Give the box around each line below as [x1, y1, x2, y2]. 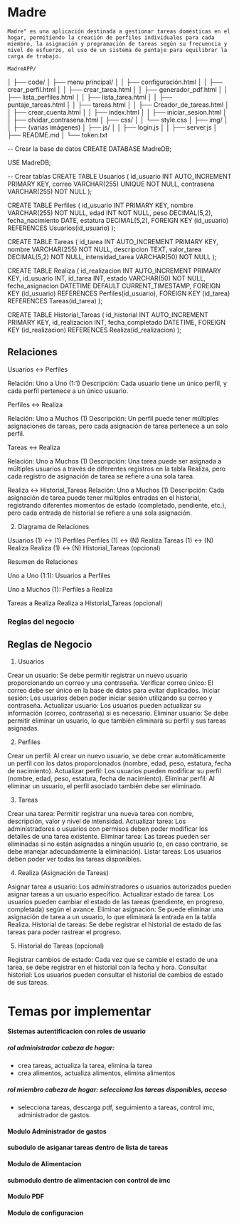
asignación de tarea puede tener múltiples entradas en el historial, [7, 493, 201, 502]
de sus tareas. [7, 978, 49, 987]
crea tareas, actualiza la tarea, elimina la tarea [17, 1062, 153, 1070]
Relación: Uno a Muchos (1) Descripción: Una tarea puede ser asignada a [7, 456, 222, 465]
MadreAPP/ [7, 65, 37, 72]
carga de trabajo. [7, 53, 62, 60]
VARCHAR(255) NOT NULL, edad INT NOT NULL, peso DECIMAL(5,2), [7, 208, 213, 217]
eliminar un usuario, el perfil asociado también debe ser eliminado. [7, 782, 203, 790]
